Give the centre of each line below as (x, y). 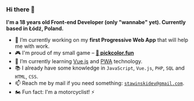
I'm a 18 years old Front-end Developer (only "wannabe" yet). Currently (96, 22)
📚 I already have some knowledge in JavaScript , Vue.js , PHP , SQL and (100, 68)
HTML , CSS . (26, 77)
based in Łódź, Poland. (35, 28)
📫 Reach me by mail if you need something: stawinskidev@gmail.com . (99, 83)
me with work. (32, 46)
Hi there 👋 (21, 9)
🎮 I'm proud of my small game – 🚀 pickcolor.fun (74, 53)
